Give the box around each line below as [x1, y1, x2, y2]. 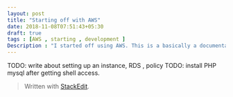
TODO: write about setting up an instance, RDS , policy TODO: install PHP [7, 62, 217, 69]
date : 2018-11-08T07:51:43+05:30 [7, 23, 104, 30]
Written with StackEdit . [24, 82, 90, 90]
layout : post [7, 10, 45, 17]
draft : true [7, 29, 42, 37]
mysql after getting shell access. [7, 69, 101, 77]
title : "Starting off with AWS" [7, 17, 101, 24]
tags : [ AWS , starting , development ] [7, 36, 126, 43]
